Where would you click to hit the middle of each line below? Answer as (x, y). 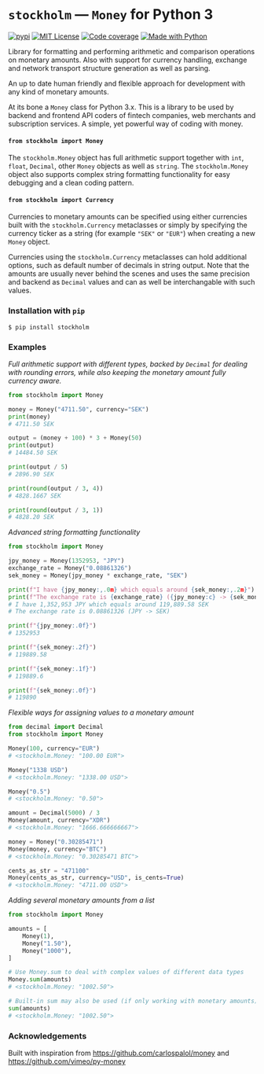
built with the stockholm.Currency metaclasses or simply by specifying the (128, 225)
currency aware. (35, 381)
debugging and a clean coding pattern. (71, 183)
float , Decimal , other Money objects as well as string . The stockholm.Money (128, 166)
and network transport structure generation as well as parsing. (109, 68)
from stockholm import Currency (61, 200)
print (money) (29, 417)
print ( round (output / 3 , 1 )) (56, 510)
